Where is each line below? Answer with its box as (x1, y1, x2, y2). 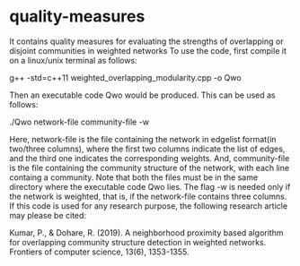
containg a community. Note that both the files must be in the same (9, 172, 259, 183)
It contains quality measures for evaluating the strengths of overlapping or (9, 36, 284, 47)
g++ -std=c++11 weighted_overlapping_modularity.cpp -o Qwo (9, 72, 242, 82)
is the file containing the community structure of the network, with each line (9, 162, 290, 173)
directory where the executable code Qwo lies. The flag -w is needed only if (9, 181, 291, 192)
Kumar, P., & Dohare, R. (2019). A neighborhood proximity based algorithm (9, 227, 284, 238)
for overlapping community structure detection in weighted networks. (9, 236, 267, 247)
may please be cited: (9, 210, 87, 220)
